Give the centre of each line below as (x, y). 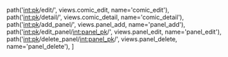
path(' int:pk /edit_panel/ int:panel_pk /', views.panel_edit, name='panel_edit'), (114, 32)
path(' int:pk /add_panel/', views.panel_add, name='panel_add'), (96, 24)
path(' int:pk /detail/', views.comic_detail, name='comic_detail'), (95, 17)
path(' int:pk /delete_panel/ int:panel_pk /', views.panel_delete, (92, 39)
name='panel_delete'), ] (40, 46)
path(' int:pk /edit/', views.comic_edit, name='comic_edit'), (88, 10)
